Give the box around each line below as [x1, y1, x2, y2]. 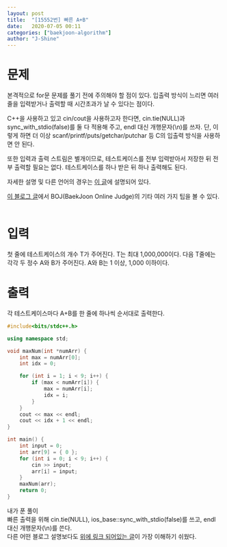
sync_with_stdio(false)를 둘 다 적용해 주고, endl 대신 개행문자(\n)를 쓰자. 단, [7, 123, 212, 131]
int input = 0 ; [19, 443, 63, 450]
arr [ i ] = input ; [31, 467, 78, 475]
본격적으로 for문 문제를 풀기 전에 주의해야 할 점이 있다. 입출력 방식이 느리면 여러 [7, 91, 219, 99]
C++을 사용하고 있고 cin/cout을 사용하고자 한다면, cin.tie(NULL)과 [7, 114, 186, 123]
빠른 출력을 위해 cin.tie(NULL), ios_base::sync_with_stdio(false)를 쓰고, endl [7, 515, 216, 523]
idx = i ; [43, 391, 69, 398]
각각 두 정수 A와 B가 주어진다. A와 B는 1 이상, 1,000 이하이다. [7, 258, 170, 267]
